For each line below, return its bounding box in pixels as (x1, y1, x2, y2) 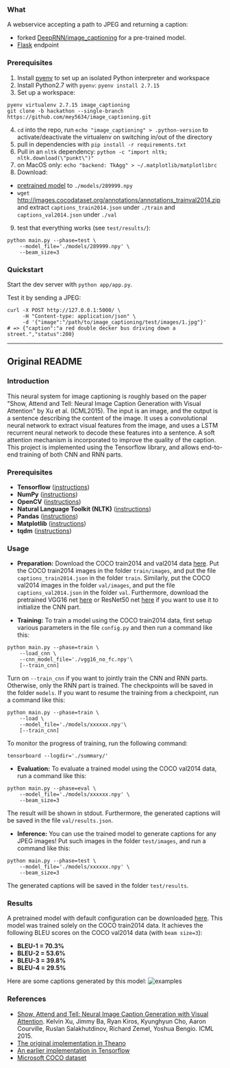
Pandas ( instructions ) (16, 512, 79, 520)
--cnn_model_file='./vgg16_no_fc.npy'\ (19, 656, 133, 663)
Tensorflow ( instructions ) (16, 483, 90, 491)
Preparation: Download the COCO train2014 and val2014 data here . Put (16, 559, 219, 568)
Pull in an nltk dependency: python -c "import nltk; (16, 147, 168, 156)
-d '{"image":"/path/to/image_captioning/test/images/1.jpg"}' (22, 319, 207, 326)
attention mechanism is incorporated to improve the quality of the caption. (7, 435, 216, 444)
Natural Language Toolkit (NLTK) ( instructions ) (16, 505, 152, 513)
